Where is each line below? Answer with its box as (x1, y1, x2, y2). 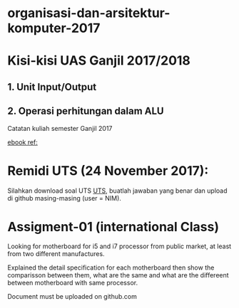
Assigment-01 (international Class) (7, 218, 220, 235)
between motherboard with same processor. (7, 279, 138, 287)
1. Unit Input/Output (7, 80, 97, 93)
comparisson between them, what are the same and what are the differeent (7, 271, 230, 280)
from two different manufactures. (7, 250, 105, 258)
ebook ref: (7, 137, 38, 147)
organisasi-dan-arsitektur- (7, 5, 171, 21)
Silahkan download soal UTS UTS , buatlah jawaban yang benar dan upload (7, 186, 228, 195)
